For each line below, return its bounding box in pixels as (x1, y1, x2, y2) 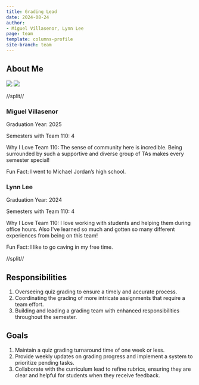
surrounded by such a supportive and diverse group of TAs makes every (6, 150, 184, 157)
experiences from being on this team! (6, 232, 98, 239)
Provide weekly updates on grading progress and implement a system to (14, 352, 193, 360)
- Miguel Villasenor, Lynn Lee (6, 25, 84, 32)
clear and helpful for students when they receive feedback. (14, 371, 160, 378)
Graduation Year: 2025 (6, 120, 62, 128)
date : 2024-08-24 (6, 14, 49, 20)
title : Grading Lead (6, 8, 58, 15)
